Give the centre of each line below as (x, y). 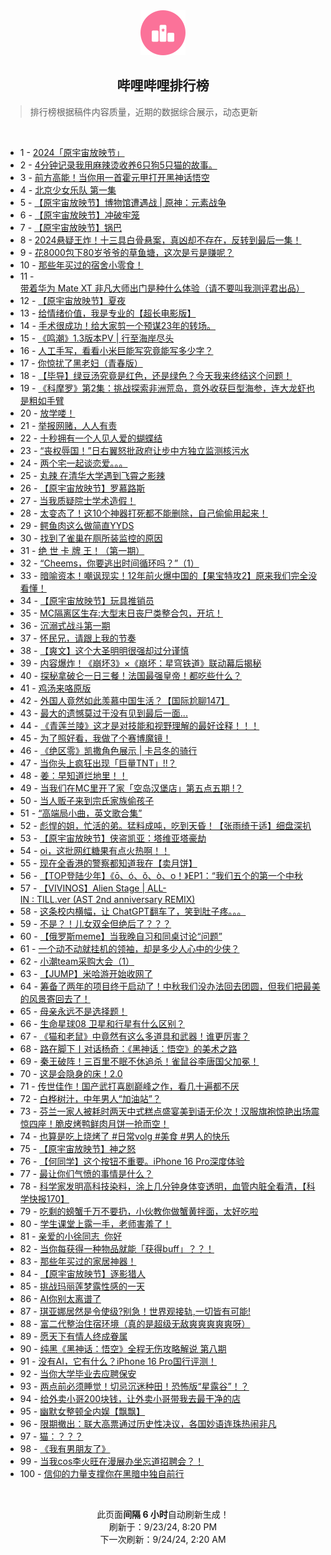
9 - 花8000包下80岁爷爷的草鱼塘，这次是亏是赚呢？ (127, 252)
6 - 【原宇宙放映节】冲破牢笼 (79, 215)
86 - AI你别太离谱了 (60, 1298)
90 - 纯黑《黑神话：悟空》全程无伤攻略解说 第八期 (123, 1348)
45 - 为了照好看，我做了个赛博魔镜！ (95, 738)
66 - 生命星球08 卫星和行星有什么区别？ (102, 1023)
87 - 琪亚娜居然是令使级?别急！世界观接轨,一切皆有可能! (135, 1311)
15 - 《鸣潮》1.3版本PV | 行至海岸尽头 (97, 338)
